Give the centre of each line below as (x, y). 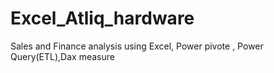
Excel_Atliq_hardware (102, 18)
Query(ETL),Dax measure (62, 56)
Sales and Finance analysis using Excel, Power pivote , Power (137, 46)
